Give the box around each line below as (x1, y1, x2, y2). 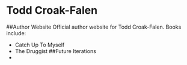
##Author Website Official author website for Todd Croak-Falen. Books (6, 23, 182, 30)
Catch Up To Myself (14, 41, 65, 48)
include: (6, 29, 26, 36)
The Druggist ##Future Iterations (14, 47, 96, 54)
